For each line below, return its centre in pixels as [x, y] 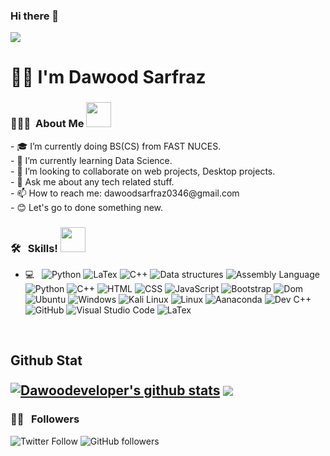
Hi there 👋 [35, 16]
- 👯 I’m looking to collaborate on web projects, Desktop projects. [143, 171]
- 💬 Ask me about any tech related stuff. [92, 181]
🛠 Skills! [34, 248]
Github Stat [46, 360]
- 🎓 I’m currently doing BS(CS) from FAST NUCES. [116, 146]
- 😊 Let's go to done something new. [87, 207]
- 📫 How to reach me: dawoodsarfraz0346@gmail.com [125, 193]
